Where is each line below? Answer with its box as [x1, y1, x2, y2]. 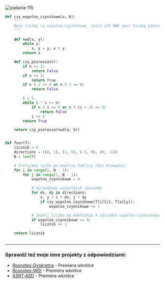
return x [23, 51, 41, 56]
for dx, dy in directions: [31, 190, 87, 196]
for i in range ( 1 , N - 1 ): [14, 168, 69, 172]
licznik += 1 [40, 222, 67, 227]
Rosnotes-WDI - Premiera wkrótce [12, 268, 82, 274]
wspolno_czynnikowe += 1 [49, 204, 100, 209]
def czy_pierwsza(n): [14, 59, 58, 64]
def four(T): [5, 141, 32, 145]
